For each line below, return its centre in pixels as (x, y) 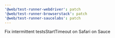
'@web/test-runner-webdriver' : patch (43, 9)
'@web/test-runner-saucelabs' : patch (43, 18)
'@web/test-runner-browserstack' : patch (46, 14)
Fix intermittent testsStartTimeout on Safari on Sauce (57, 32)
